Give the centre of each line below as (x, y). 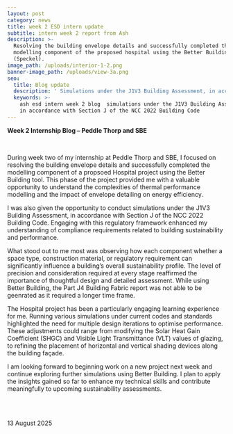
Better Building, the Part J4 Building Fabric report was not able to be (105, 288)
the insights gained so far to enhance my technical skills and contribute (109, 381)
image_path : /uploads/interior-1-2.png (65, 65)
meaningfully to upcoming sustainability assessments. (85, 388)
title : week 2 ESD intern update (55, 26)
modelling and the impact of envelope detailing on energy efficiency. (105, 194)
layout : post (26, 14)
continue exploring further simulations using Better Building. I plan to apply (114, 373)
